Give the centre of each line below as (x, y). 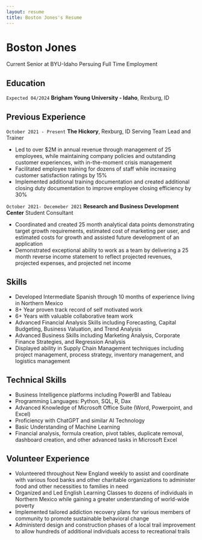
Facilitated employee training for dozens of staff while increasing (96, 169)
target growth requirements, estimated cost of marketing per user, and (103, 231)
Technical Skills (36, 380)
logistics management (43, 361)
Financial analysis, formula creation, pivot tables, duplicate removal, (99, 433)
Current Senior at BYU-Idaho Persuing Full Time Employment (82, 64)
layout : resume (25, 12)
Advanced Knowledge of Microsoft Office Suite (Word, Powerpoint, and (104, 407)
